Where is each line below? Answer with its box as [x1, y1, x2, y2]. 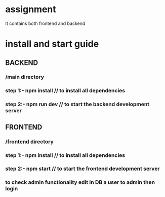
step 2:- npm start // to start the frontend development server [5, 165, 160, 172]
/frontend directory [5, 138, 54, 145]
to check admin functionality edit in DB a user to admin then [5, 179, 155, 186]
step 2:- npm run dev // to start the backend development [5, 101, 150, 108]
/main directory [5, 74, 45, 81]
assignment [5, 4, 57, 15]
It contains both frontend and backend [5, 20, 86, 26]
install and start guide [5, 38, 99, 50]
